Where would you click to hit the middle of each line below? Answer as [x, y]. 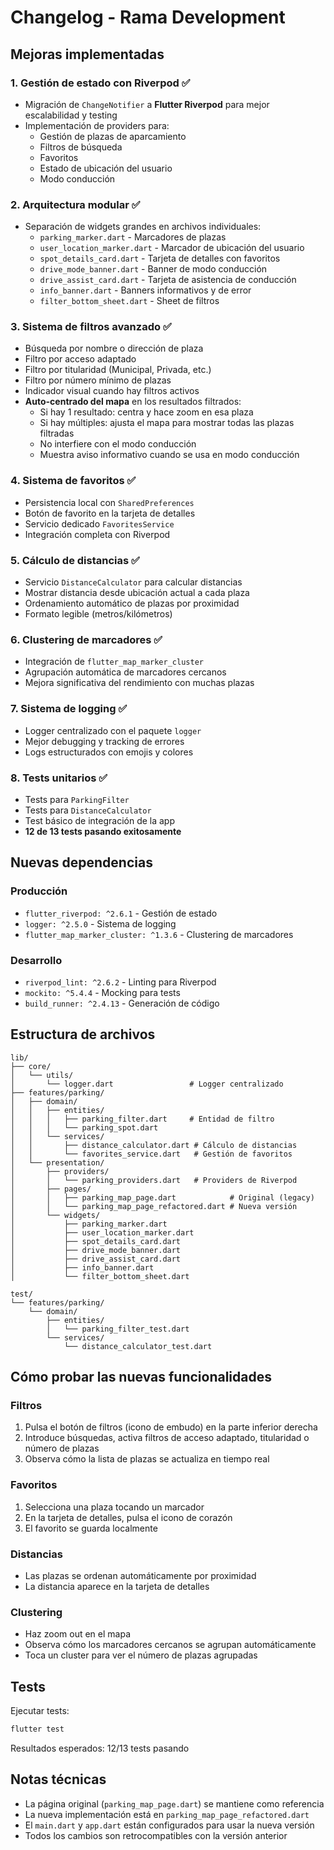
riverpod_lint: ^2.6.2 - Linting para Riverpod [120, 982]
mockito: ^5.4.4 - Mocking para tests [102, 992]
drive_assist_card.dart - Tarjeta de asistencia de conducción [168, 280]
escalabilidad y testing [71, 115]
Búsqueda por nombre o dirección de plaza [114, 348]
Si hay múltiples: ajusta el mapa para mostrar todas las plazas [167, 423]
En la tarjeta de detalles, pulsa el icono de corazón [128, 1517]
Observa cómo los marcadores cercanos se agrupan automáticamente [170, 1645]
